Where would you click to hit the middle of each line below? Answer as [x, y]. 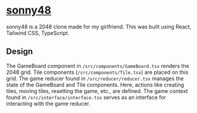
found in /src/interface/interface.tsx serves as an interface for [86, 97]
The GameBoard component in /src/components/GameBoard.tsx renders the [98, 66]
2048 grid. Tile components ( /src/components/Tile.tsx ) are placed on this [97, 72]
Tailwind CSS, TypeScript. [38, 33]
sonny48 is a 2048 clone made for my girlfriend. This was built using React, [99, 27]
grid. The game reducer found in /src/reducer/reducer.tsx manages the [95, 78]
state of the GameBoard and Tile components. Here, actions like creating [95, 85]
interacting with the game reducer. [48, 104]
